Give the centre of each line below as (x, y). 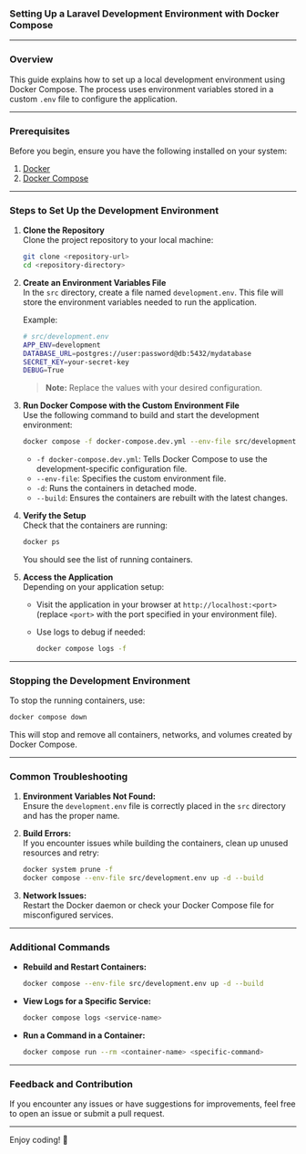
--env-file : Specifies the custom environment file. (131, 478)
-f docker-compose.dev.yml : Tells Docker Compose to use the (152, 459)
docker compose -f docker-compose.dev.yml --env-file (127, 442)
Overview (31, 59)
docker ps (41, 542)
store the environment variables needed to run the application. (140, 302)
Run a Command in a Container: (84, 1035)
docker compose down (49, 718)
